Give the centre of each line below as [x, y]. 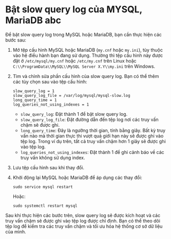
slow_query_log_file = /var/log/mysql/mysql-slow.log [71, 95]
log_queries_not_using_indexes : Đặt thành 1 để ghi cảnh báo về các [92, 152]
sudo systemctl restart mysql [45, 206]
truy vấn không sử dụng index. [53, 157]
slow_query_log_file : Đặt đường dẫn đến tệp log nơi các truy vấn [89, 120]
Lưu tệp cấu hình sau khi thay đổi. [49, 167]
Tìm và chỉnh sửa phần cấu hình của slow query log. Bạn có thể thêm [86, 76]
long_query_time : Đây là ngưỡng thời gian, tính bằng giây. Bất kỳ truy [93, 130]
